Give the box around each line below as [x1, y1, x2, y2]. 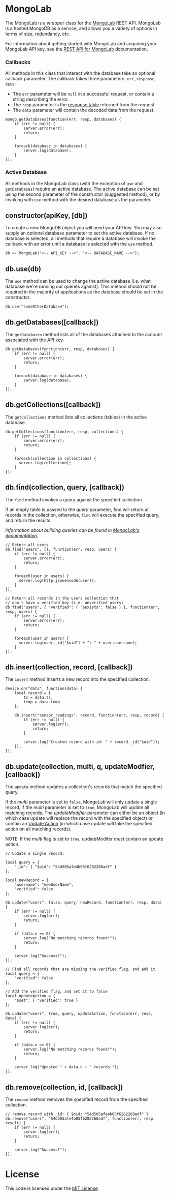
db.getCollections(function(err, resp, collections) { [5, 429, 124, 434]
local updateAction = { [5, 994, 56, 999]
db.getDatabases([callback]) [5, 318, 99, 326]
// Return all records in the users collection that [5, 595, 119, 601]
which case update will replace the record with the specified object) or [5, 815, 153, 821]
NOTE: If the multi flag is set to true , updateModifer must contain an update [5, 836, 163, 842]
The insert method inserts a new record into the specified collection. [5, 676, 150, 682]
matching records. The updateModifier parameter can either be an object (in [5, 810, 165, 816]
